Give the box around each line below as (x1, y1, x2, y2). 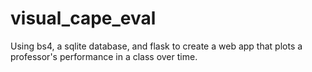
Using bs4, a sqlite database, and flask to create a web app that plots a (10, 40, 303, 52)
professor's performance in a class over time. (10, 50, 198, 62)
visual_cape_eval (10, 7, 157, 30)
